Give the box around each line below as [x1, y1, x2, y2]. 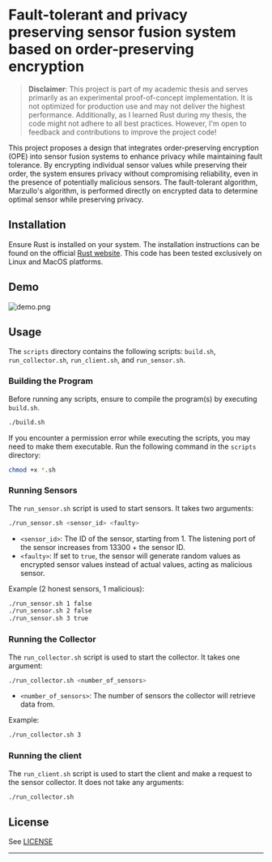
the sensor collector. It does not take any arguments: [8, 777, 185, 787]
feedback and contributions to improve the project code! [28, 127, 217, 137]
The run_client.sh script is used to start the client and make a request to [8, 768, 253, 779]
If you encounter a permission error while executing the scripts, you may [8, 433, 251, 442]
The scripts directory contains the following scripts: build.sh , [8, 347, 216, 356]
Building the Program [8, 375, 93, 386]
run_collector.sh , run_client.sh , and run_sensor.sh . [8, 355, 186, 365]
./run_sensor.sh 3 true [8, 614, 89, 623]
